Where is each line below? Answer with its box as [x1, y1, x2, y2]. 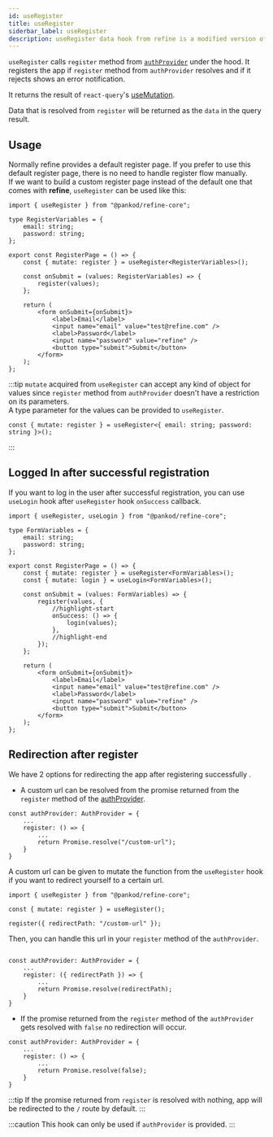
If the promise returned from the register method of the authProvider [19, 1013, 254, 1023]
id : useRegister [8, 11, 63, 20]
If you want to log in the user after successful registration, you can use [8, 488, 245, 497]
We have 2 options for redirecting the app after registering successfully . [8, 769, 252, 779]
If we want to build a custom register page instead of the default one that [8, 177, 253, 187]
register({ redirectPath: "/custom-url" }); [8, 919, 162, 928]
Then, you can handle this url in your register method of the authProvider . [8, 934, 259, 943]
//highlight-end [51, 632, 107, 641]
